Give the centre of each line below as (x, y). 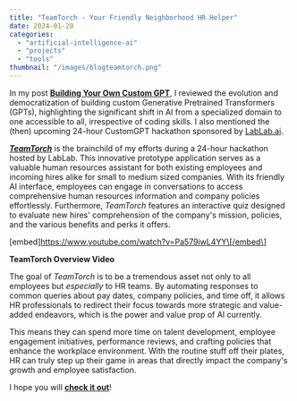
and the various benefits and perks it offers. (90, 224)
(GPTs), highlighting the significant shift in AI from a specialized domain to (145, 112)
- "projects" (42, 51)
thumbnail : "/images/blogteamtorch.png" (86, 68)
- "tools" (35, 59)
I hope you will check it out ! (60, 387)
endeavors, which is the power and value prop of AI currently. (148, 314)
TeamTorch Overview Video (62, 259)
